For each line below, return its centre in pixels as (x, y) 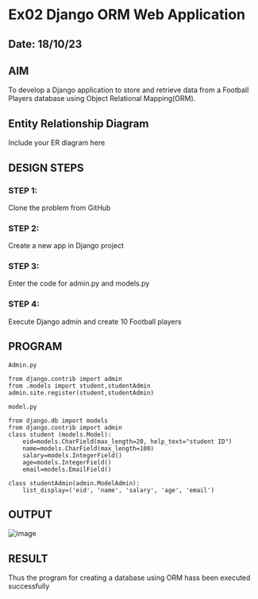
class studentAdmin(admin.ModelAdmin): (74, 483)
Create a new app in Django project (66, 246)
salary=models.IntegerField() (73, 455)
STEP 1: (23, 190)
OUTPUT (31, 514)
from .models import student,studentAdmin (79, 386)
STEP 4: (24, 304)
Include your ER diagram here (57, 143)
